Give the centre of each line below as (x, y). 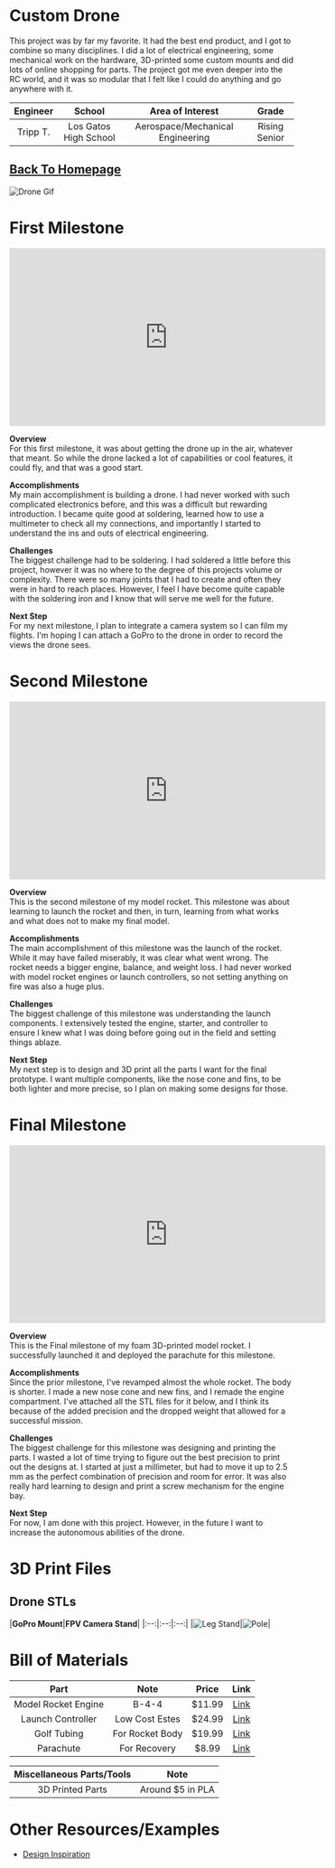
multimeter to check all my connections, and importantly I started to (135, 523)
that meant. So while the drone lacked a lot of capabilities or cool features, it (151, 458)
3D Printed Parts (73, 1789)
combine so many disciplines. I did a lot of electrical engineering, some (141, 50)
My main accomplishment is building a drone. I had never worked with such (150, 494)
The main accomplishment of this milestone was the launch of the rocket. (146, 948)
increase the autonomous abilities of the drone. (97, 1532)
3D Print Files (60, 1569)
